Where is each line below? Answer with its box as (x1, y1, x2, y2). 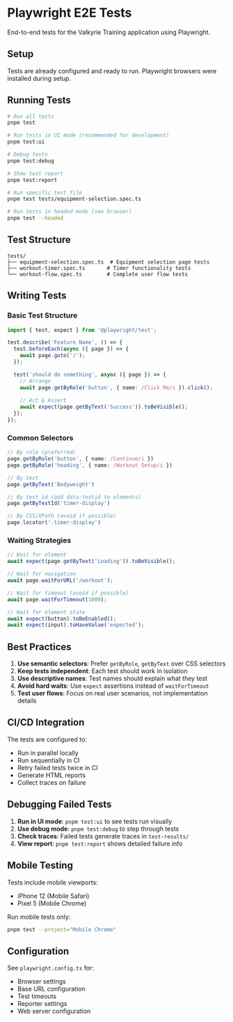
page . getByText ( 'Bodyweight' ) (7, 481, 95, 488)
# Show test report (7, 170, 64, 177)
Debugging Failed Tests (7, 799, 112, 811)
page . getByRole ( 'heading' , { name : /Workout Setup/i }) (7, 462, 172, 469)
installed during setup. (7, 74, 72, 82)
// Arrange (19, 377, 51, 384)
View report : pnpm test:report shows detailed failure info (17, 839, 183, 848)
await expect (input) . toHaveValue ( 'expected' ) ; (7, 622, 145, 629)
